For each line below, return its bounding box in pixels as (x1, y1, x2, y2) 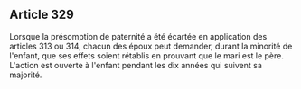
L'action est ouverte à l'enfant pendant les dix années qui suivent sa (9, 59, 262, 70)
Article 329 (9, 7, 74, 22)
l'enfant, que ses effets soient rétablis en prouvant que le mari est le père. (9, 49, 285, 61)
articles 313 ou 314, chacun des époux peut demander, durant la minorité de (9, 40, 293, 51)
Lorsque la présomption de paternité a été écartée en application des (9, 31, 268, 41)
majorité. (9, 69, 42, 80)
